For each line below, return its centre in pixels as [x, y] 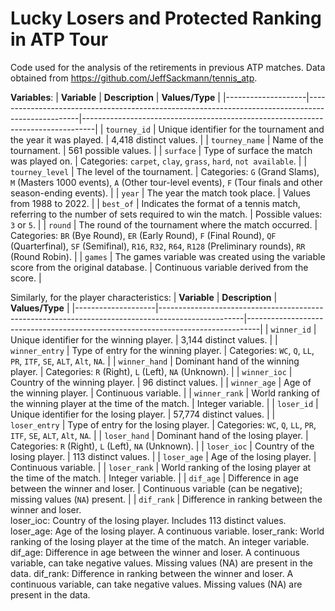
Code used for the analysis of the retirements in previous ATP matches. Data [168, 67]
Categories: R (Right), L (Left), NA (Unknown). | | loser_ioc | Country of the [162, 446]
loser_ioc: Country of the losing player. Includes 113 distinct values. [148, 520]
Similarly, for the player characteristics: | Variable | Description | [144, 297]
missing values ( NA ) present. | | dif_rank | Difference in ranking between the [166, 499]
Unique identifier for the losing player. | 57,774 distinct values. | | [143, 414]
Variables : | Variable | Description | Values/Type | [115, 97]
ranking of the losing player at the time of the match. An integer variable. [160, 541]
